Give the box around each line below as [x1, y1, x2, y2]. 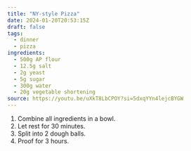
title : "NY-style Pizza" [7, 10, 80, 18]
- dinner [13, 37, 39, 44]
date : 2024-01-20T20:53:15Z [7, 17, 90, 24]
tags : [7, 29, 23, 37]
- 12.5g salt [13, 63, 52, 70]
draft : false [7, 23, 46, 30]
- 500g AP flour [13, 56, 61, 63]
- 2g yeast [13, 69, 46, 76]
